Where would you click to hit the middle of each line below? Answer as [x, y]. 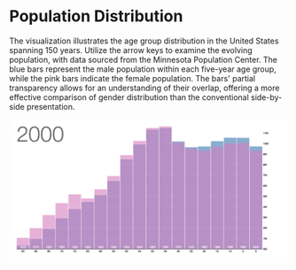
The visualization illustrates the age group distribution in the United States [144, 41]
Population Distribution [96, 16]
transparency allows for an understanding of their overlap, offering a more [144, 88]
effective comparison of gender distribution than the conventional [129, 97]
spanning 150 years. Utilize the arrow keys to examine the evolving [131, 50]
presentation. [51, 106]
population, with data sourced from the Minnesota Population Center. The [143, 59]
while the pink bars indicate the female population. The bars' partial [132, 78]
